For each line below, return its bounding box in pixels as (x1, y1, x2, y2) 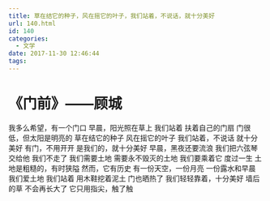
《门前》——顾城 (8, 95, 123, 113)
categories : (8, 34, 49, 43)
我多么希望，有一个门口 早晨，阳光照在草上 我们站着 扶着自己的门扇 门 (8, 122, 244, 132)
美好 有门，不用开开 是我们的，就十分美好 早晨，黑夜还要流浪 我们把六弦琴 (8, 143, 258, 152)
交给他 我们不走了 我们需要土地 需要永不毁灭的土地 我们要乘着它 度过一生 (8, 153, 253, 163)
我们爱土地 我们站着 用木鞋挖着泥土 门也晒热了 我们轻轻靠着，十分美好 (8, 173, 244, 183)
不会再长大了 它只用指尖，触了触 (24, 183, 134, 193)
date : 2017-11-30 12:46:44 (8, 49, 100, 58)
